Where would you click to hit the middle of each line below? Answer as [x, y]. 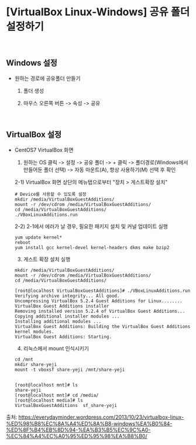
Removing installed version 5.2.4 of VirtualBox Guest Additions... [100, 311]
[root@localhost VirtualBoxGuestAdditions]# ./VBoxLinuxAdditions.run [102, 291]
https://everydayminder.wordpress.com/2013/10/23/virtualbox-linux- [101, 417]
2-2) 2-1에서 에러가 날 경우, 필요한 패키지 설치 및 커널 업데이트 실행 [91, 226]
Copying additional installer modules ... [67, 316]
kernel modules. [34, 332]
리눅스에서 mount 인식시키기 [56, 348]
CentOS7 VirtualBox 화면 [44, 150]
